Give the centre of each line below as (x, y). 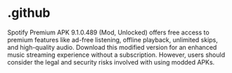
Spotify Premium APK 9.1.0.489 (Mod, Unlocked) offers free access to (108, 32)
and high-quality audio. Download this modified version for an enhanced (112, 47)
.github (29, 13)
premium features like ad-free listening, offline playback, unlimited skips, (112, 39)
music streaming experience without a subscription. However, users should (116, 55)
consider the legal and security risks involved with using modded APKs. (111, 62)
